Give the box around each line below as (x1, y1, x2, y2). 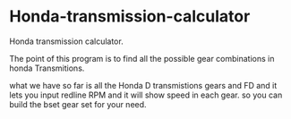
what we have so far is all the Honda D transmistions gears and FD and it (9, 80, 278, 90)
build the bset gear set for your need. (9, 98, 147, 109)
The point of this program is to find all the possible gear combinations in (9, 53, 275, 64)
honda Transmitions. (9, 63, 85, 73)
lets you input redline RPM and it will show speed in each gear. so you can (9, 89, 283, 100)
